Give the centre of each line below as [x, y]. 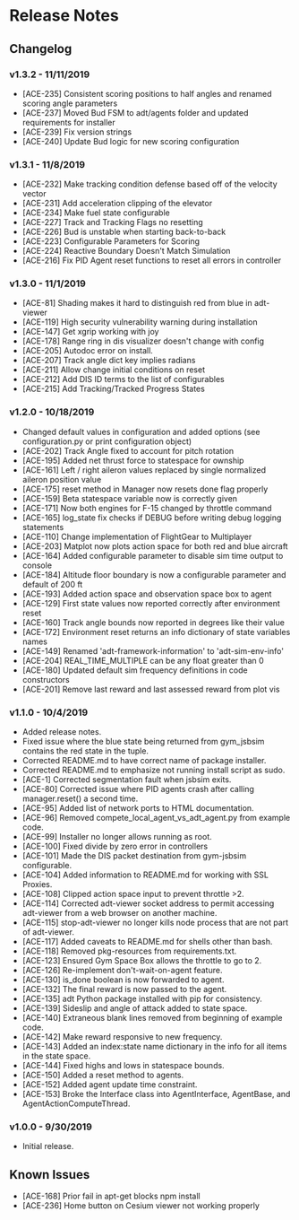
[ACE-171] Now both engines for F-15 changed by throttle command [147, 508]
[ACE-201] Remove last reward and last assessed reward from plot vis [151, 689]
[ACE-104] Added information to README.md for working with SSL [145, 875]
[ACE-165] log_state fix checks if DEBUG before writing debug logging [152, 518]
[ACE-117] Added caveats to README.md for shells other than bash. [147, 942]
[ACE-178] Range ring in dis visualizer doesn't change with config [143, 341]
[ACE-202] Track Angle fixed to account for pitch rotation [128, 450]
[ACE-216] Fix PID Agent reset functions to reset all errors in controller [152, 260]
